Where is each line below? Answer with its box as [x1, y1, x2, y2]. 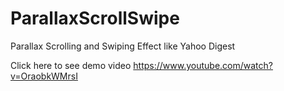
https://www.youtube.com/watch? [133, 59, 273, 71]
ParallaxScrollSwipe [10, 7, 180, 30]
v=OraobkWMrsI [10, 70, 78, 82]
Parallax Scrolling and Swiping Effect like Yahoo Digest [10, 40, 236, 52]
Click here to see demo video [10, 59, 132, 71]
